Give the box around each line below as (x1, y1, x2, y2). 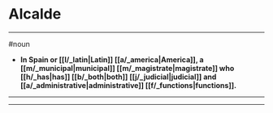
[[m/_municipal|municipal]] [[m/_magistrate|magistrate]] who (19, 63, 235, 73)
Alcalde (8, 5, 62, 23)
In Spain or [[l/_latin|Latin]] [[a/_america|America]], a (19, 54, 205, 65)
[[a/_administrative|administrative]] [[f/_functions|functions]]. (19, 80, 237, 90)
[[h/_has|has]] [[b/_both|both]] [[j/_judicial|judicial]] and (19, 72, 217, 82)
